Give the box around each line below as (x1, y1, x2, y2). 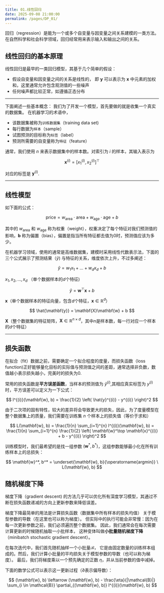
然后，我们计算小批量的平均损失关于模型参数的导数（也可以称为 (18, 551, 146, 557)
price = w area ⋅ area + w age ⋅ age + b (45, 214, 119, 221)
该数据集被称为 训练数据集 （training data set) (12, 120, 99, 126)
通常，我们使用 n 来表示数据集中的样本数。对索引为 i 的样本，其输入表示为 (5, 148, 155, 154)
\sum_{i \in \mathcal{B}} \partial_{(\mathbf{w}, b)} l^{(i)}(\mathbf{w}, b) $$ (7, 582, 157, 588)
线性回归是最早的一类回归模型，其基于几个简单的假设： (5, 66, 116, 72)
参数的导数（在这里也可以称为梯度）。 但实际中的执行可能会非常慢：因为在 (9, 516, 158, 522)
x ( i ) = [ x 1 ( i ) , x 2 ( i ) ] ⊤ (64, 158, 100, 166)
